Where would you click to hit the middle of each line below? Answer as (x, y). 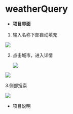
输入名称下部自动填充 (35, 34)
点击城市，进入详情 (33, 55)
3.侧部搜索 (16, 85)
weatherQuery (37, 9)
